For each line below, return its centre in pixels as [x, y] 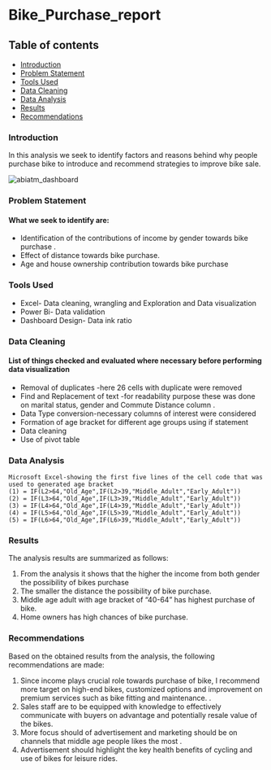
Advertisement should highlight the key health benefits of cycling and [136, 750]
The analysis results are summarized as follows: [88, 558]
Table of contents [54, 45]
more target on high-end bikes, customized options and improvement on [141, 689]
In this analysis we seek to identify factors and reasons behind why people [133, 155]
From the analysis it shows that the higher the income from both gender [140, 574]
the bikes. [37, 724]
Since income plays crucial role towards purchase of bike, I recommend [140, 680]
